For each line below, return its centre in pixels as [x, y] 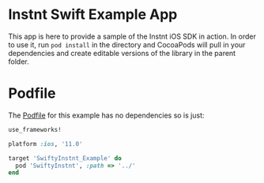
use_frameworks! [35, 129]
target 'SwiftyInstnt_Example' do [65, 158]
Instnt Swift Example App [93, 15]
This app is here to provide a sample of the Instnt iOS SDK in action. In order [132, 36]
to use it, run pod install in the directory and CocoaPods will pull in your [127, 44]
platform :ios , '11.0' [45, 144]
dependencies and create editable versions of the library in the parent [122, 53]
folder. [19, 62]
